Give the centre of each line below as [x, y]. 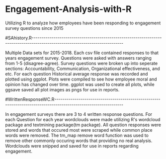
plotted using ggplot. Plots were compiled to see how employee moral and [81, 79]
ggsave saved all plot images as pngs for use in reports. [62, 89]
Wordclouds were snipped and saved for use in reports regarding [72, 146]
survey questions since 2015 [34, 28]
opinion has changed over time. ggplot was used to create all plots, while [80, 84]
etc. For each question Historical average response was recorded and [77, 74]
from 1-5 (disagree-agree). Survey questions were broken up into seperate [82, 63]
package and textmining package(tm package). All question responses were [83, 125]
